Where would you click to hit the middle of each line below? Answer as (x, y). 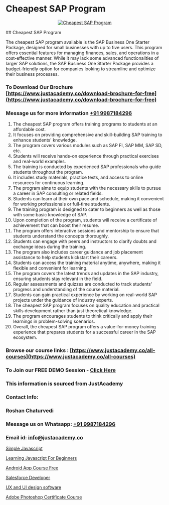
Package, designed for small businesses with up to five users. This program (84, 47)
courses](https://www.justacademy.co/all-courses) (71, 357)
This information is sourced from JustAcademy (64, 384)
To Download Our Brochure (39, 87)
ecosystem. (25, 337)
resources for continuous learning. (49, 183)
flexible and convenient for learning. (50, 268)
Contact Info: (22, 397)
